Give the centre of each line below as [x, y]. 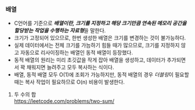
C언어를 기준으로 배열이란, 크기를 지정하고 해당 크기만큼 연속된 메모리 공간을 [100, 23]
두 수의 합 [25, 95]
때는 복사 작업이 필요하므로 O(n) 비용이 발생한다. [69, 82]
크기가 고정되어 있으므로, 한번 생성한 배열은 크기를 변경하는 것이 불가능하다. [100, 38]
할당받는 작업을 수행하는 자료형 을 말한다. [60, 31]
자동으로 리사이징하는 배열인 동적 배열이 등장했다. [76, 53]
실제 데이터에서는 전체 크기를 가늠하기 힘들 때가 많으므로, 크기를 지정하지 [97, 45]
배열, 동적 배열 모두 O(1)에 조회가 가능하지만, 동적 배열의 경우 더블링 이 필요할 [102, 75]
